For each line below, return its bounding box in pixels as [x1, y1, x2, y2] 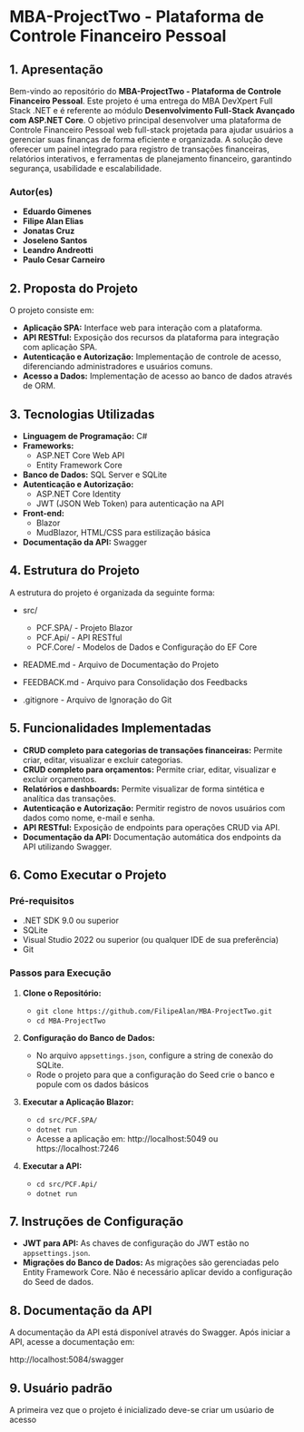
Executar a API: [22, 1160, 83, 1172]
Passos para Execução [9, 966, 112, 979]
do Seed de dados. [22, 1277, 94, 1288]
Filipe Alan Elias [22, 216, 84, 227]
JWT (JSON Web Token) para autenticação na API [35, 497, 224, 509]
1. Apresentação [9, 62, 103, 77]
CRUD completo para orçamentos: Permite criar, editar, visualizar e [22, 764, 277, 775]
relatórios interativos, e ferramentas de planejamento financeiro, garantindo [9, 153, 292, 164]
